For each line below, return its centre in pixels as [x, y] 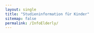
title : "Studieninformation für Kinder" [47, 14]
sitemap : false [21, 18]
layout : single [21, 9]
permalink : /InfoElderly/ [32, 23]
